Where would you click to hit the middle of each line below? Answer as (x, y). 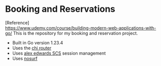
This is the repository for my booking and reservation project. (76, 33)
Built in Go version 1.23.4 (38, 42)
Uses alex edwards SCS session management (59, 53)
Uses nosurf (25, 58)
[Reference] (17, 23)
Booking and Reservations (60, 9)
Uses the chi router (32, 48)
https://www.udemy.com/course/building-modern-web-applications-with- (81, 28)
